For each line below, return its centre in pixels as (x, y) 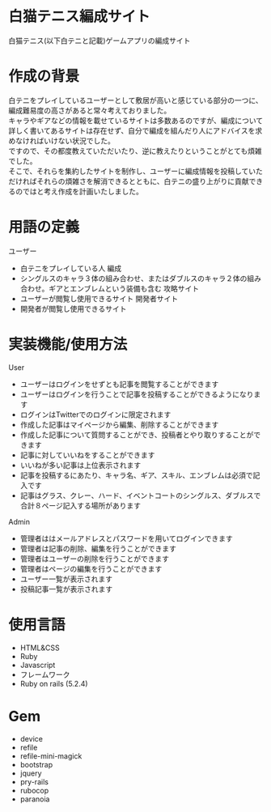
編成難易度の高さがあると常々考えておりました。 (90, 110)
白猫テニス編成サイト (80, 17)
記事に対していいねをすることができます (87, 455)
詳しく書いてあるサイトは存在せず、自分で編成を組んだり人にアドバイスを (132, 130)
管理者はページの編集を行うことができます (91, 568)
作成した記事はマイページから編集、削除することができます (119, 424)
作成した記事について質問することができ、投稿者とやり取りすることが (137, 435)
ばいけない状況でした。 (75, 140)
